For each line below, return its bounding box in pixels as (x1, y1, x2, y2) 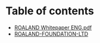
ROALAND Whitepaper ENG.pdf (14, 24, 92, 31)
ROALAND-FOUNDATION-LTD (14, 30, 89, 37)
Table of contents (5, 4, 95, 18)
